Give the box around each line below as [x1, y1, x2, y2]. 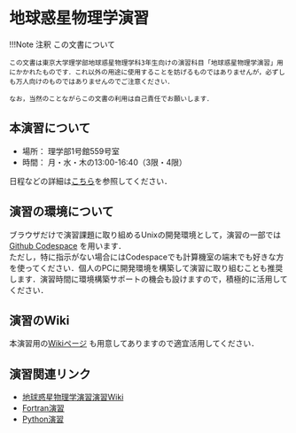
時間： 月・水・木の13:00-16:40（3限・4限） [21, 157, 188, 167]
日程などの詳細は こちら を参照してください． [9, 175, 173, 186]
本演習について [9, 120, 91, 135]
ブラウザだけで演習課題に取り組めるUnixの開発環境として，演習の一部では [9, 229, 282, 240]
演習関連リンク [9, 367, 91, 382]
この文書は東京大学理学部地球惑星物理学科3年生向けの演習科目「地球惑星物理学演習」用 [9, 58, 284, 67]
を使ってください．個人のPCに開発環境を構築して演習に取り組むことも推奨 [9, 262, 284, 273]
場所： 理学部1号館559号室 [21, 145, 120, 156]
